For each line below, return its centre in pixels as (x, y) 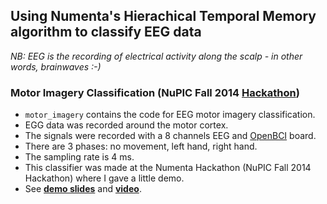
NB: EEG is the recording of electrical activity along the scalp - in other (156, 56)
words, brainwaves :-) (56, 66)
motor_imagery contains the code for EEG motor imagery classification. (170, 115)
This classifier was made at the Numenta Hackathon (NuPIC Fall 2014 (168, 168)
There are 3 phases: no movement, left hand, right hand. (141, 146)
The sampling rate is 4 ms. (79, 157)
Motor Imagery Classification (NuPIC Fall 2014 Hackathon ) (155, 92)
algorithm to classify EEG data (106, 32)
